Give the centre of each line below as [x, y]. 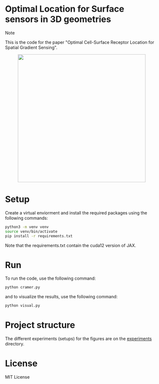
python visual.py [23, 306]
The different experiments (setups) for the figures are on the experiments [79, 339]
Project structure [40, 325]
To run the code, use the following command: [51, 278]
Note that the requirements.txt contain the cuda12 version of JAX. [71, 245]
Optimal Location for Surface [65, 9]
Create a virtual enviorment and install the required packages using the [76, 212]
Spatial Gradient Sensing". [31, 47]
